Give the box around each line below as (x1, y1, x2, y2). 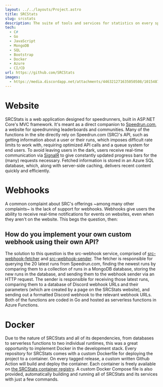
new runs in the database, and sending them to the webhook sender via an (5, 271, 155, 277)
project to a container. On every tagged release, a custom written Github (5, 356, 150, 362)
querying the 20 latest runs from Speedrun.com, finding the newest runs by (5, 261, 156, 267)
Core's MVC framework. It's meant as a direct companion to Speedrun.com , (5, 121, 157, 127)
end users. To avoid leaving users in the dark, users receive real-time (5, 147, 144, 153)
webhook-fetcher (5, 256, 40, 262)
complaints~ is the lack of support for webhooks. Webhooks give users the (5, 206, 155, 211)
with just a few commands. (5, 376, 59, 382)
